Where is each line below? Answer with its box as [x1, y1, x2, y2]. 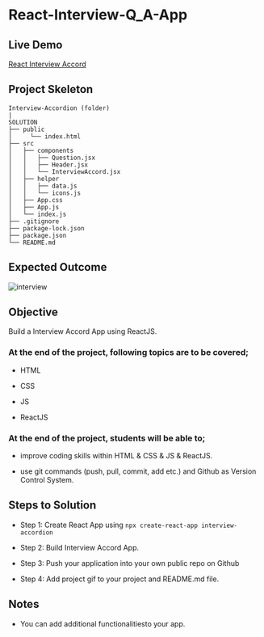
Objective [8, 306, 59, 319]
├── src [8, 139, 35, 147]
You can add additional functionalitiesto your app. [19, 618, 186, 628]
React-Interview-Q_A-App [8, 6, 188, 24]
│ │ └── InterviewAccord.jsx [8, 167, 121, 175]
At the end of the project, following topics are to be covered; [8, 347, 249, 358]
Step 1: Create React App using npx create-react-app [19, 520, 198, 529]
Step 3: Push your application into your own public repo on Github [19, 558, 240, 567]
